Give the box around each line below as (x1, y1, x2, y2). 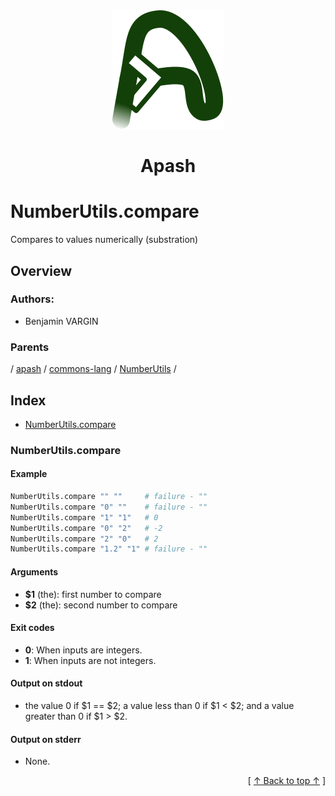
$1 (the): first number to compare (24, 588, 162, 600)
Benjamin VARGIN (24, 315, 99, 327)
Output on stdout (10, 677, 83, 689)
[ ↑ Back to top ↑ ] (247, 775, 326, 787)
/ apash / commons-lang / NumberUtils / (10, 363, 177, 375)
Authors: (10, 292, 55, 306)
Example (10, 468, 48, 480)
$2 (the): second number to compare (24, 599, 178, 611)
